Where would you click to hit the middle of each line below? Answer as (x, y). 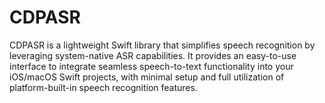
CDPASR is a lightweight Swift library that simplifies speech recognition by (162, 45)
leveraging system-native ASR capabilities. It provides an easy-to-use (153, 55)
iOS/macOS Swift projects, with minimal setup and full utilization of (147, 77)
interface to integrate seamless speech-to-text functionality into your (151, 66)
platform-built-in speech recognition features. (103, 87)
